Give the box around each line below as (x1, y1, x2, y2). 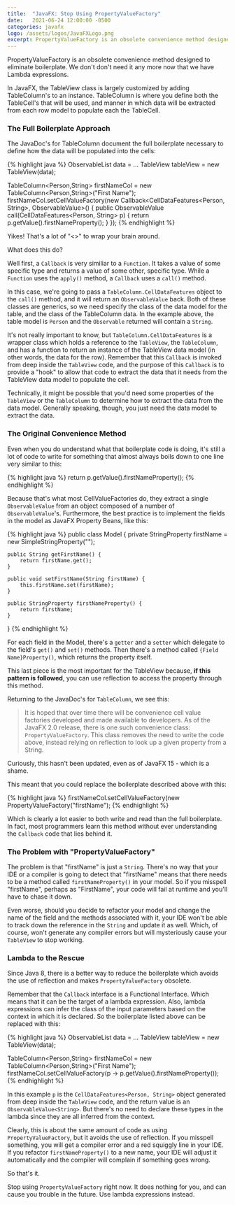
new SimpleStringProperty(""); (7, 537, 96, 546)
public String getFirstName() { (7, 550, 101, 558)
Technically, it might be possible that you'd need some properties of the (7, 389, 215, 397)
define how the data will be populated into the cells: (7, 147, 156, 155)
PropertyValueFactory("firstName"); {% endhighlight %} (7, 801, 169, 809)
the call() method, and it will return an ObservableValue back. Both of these (7, 295, 227, 304)
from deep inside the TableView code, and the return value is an (7, 1097, 190, 1106)
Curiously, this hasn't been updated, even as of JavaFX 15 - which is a (7, 759, 210, 767)
